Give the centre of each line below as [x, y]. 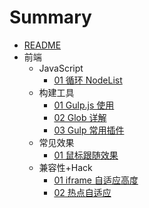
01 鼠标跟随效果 [86, 155]
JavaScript [61, 68]
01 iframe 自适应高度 [96, 180]
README [42, 45]
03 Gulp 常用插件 [89, 130]
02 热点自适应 [82, 192]
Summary [50, 17]
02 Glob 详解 [80, 117]
